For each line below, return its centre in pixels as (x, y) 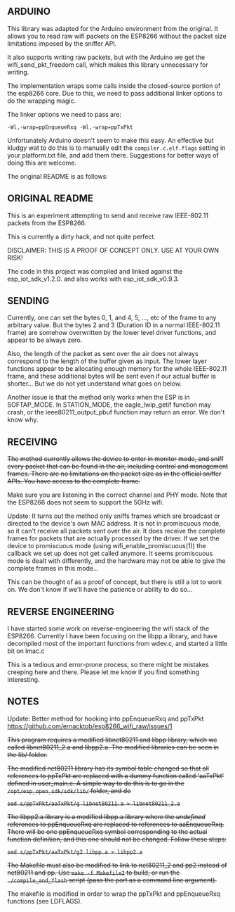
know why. (23, 420)
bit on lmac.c (26, 651)
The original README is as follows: (58, 176)
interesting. (23, 680)
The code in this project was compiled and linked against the (95, 271)
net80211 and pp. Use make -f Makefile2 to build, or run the (94, 873)
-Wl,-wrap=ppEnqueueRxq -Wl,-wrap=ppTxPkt (70, 127)
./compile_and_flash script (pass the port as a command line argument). (112, 880)
